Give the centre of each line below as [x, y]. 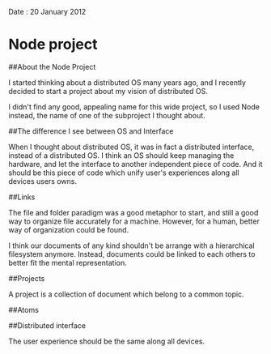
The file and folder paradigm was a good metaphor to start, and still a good [133, 212]
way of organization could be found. [69, 229]
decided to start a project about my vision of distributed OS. [108, 91]
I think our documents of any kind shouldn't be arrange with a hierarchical [131, 245]
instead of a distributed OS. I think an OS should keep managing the [121, 155]
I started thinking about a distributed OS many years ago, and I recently [127, 82]
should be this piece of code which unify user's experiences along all [124, 173]
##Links [22, 197]
